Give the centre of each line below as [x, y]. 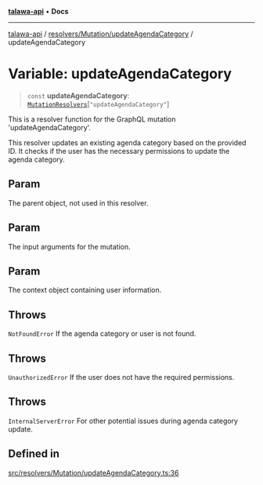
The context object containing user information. [85, 290]
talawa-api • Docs [38, 11]
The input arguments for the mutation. [69, 246]
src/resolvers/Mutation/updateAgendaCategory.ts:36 [94, 472]
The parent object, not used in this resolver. [78, 202]
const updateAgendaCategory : [78, 95]
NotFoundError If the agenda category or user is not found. [102, 334]
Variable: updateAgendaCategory [120, 74]
